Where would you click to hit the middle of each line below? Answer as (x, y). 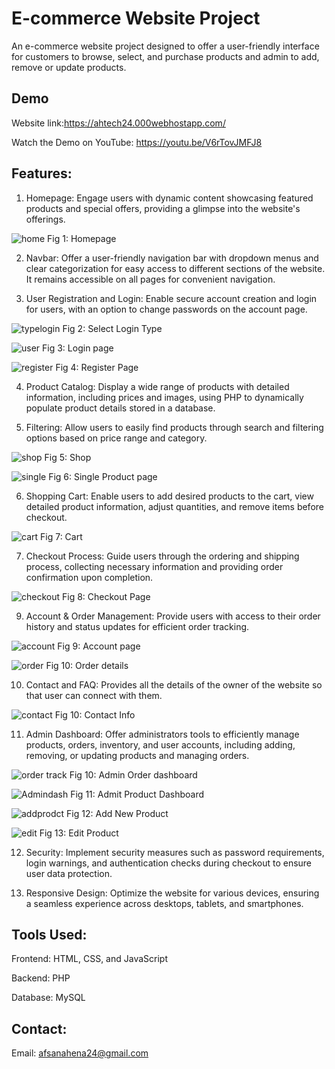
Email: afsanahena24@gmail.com (80, 1053)
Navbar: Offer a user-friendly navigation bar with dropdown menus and (172, 258)
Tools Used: (49, 934)
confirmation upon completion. (89, 577)
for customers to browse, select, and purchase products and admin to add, (165, 56)
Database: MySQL (48, 998)
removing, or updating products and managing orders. (137, 755)
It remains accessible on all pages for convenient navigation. (150, 279)
